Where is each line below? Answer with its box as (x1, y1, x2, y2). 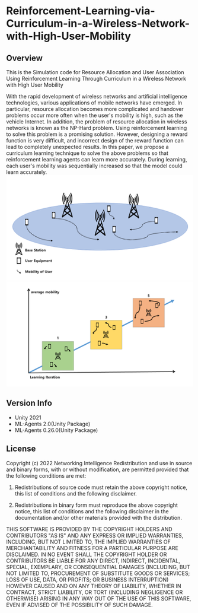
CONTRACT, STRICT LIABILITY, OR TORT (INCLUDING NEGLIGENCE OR (6, 589, 183, 596)
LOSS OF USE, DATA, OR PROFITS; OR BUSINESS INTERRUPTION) (6, 576, 169, 583)
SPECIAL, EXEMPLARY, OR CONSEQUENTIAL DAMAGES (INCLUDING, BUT (6, 563, 191, 570)
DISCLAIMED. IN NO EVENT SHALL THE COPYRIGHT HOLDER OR (6, 551, 167, 558)
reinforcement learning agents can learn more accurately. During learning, (6, 156, 187, 163)
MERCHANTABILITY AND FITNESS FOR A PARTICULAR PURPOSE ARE (6, 544, 179, 551)
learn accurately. (6, 169, 47, 176)
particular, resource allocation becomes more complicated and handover (6, 106, 184, 112)
